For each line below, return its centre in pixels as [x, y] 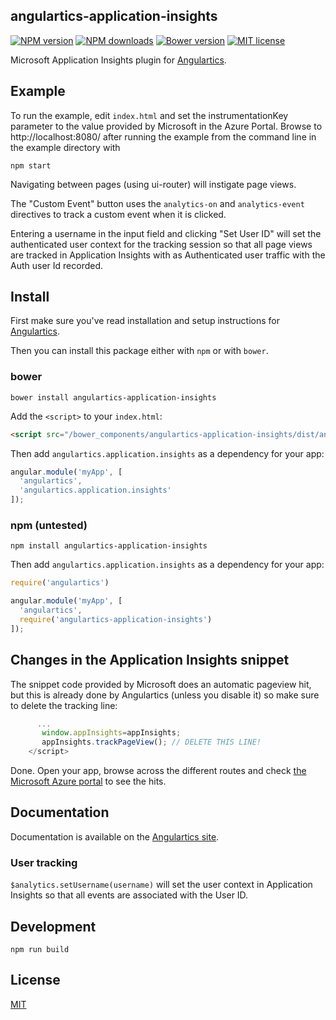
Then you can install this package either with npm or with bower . [139, 351]
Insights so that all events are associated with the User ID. [129, 895]
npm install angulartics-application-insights [109, 546]
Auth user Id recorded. [57, 265]
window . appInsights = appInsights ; [111, 733]
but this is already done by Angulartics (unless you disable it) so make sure [165, 695]
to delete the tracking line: [64, 705]
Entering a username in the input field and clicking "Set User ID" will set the [166, 233]
